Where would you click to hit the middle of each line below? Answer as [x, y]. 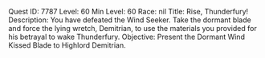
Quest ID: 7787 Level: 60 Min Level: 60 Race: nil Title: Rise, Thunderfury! [128, 12]
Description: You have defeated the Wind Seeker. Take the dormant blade [130, 20]
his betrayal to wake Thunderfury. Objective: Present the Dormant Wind [126, 37]
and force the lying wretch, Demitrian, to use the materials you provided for [132, 28]
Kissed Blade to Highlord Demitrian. [67, 45]
